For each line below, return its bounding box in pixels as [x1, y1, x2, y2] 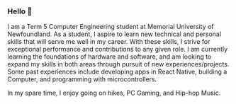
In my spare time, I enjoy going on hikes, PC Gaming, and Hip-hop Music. [7, 88, 221, 98]
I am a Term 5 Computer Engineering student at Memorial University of [7, 23, 214, 31]
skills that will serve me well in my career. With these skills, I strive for [7, 37, 210, 46]
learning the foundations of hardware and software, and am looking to [7, 52, 212, 61]
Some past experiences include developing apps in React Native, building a [7, 67, 227, 76]
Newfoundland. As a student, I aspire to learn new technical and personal [7, 30, 222, 38]
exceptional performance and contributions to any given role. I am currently [7, 45, 228, 54]
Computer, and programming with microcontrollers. [7, 75, 157, 83]
